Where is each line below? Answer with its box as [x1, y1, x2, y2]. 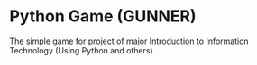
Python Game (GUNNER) [9, 6, 197, 27]
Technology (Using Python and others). [9, 45, 156, 55]
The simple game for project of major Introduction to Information [9, 36, 250, 46]
